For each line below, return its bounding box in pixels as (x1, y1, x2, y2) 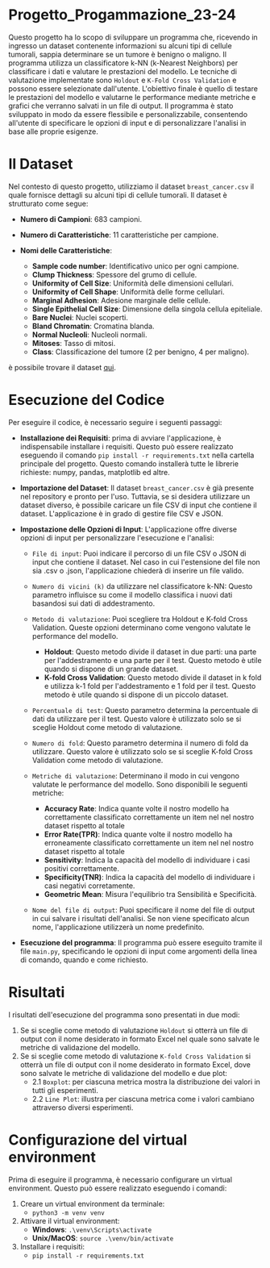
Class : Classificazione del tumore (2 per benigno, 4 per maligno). (31, 347, 250, 357)
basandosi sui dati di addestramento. (31, 599, 156, 608)
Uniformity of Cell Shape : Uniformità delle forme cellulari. (31, 286, 225, 296)
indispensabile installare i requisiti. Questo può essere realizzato (19, 441, 234, 451)
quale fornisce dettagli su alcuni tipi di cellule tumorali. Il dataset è (8, 190, 228, 199)
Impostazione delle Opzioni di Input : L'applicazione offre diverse (19, 524, 238, 534)
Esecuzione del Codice (8, 391, 165, 409)
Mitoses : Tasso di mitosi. (31, 338, 116, 348)
